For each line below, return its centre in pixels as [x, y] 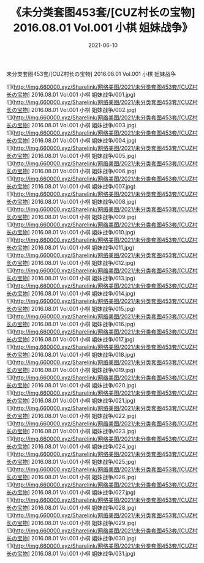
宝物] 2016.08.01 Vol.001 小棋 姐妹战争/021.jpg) [76, 400]
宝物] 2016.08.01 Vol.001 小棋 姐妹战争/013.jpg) [76, 278]
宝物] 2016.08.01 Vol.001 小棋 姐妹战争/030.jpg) [77, 538]
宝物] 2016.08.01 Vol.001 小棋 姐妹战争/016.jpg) [76, 324]
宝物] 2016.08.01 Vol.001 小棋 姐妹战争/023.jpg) [77, 431]
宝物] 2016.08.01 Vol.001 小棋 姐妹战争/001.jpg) [76, 94]
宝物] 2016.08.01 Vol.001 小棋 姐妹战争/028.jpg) [77, 507]
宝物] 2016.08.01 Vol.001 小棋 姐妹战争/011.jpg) [76, 247]
